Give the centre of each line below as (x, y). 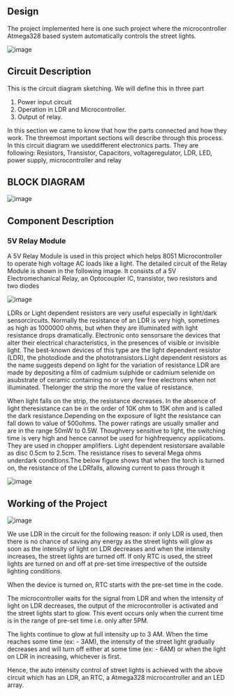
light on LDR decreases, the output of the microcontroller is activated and (113, 606)
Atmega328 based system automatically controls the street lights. (102, 36)
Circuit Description (49, 72)
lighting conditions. (35, 571)
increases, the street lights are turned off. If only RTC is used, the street (110, 556)
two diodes (23, 286)
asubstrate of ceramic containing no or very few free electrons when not (112, 380)
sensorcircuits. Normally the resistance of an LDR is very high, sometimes (114, 321)
